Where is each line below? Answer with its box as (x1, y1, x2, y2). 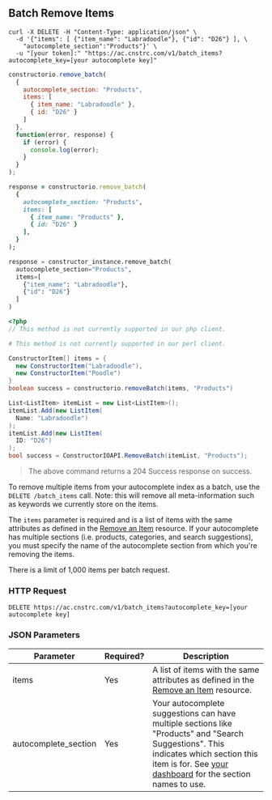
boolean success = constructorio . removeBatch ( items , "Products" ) (8, 385, 233, 393)
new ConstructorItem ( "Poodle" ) (15, 369, 121, 377)
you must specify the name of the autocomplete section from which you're (8, 541, 257, 551)
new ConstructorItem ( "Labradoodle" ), (15, 362, 143, 370)
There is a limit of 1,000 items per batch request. (8, 565, 170, 575)
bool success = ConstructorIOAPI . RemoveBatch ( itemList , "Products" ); (8, 452, 249, 460)
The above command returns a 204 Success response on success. (28, 466, 253, 476)
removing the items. (8, 550, 75, 560)
